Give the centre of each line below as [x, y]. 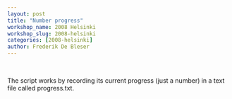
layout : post [26, 14]
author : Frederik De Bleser [49, 47]
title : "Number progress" [45, 21]
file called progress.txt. [41, 88]
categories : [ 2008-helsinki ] [50, 40]
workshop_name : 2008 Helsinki [52, 27]
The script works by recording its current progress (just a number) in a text [116, 81]
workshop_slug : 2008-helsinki [52, 34]
